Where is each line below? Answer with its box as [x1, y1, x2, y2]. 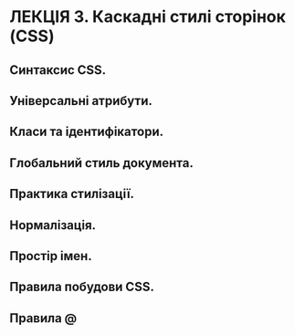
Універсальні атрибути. [9, 93, 153, 109]
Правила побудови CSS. [9, 279, 155, 295]
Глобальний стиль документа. [9, 155, 194, 171]
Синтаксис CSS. [9, 62, 107, 78]
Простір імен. [9, 248, 93, 264]
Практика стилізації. [9, 186, 135, 202]
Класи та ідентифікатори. [9, 124, 164, 140]
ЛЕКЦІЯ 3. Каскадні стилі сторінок [9, 6, 286, 27]
